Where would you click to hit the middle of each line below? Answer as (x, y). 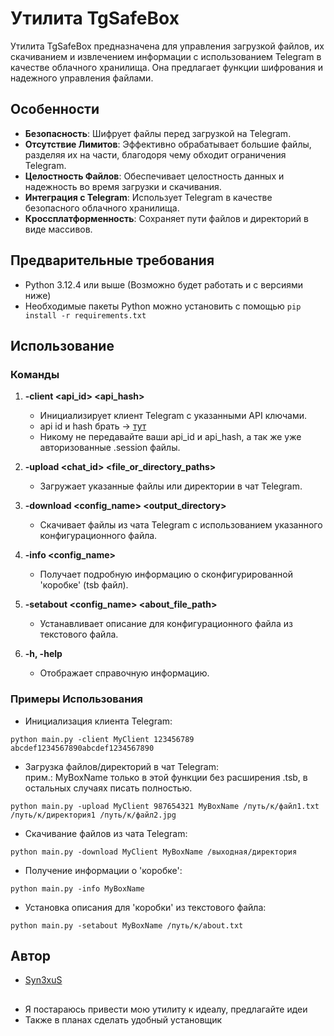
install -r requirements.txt (85, 315)
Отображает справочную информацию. (124, 673)
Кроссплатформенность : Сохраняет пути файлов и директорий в (166, 218)
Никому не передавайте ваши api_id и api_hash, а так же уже (170, 437)
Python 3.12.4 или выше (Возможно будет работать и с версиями (163, 284)
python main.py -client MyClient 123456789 (102, 739)
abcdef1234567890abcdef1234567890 (82, 748)
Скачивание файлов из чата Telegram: (106, 833)
